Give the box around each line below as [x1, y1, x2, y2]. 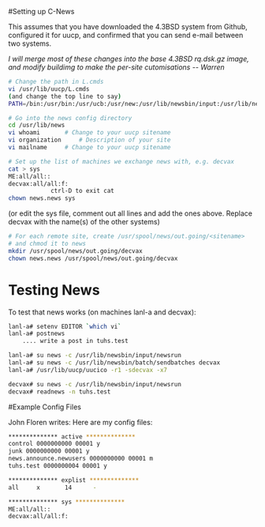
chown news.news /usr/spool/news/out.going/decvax [8, 254, 178, 262]
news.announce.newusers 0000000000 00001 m [8, 454, 154, 463]
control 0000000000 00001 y [8, 440, 101, 448]
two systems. [8, 39, 52, 48]
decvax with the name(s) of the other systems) [8, 217, 160, 227]
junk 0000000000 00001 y [8, 447, 90, 455]
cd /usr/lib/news [8, 122, 65, 130]
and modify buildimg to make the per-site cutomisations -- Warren [8, 62, 225, 72]
